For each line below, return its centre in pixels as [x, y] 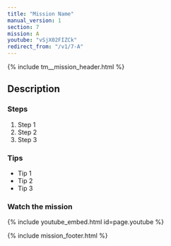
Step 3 [27, 139]
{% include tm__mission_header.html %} [66, 67]
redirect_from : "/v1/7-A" [45, 47]
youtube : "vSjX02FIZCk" [42, 40]
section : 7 [23, 27]
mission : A [23, 34]
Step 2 [27, 132]
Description [34, 89]
